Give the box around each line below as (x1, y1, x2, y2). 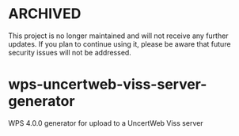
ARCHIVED (8, 5, 82, 23)
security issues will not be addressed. (8, 47, 132, 57)
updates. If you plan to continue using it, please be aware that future (8, 39, 231, 48)
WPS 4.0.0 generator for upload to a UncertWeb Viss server (8, 118, 203, 127)
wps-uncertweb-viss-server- (8, 76, 207, 93)
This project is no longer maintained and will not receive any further (8, 31, 229, 40)
